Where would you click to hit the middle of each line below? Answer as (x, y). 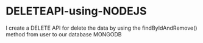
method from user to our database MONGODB (64, 34)
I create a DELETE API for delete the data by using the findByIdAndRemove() (101, 28)
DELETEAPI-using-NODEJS (76, 11)
